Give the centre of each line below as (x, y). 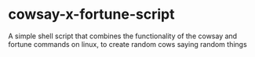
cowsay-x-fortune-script (91, 14)
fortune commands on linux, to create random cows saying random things (127, 44)
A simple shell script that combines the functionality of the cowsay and (123, 36)
